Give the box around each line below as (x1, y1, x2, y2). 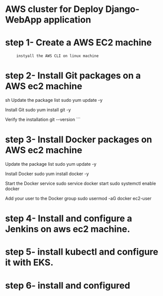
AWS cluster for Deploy (5, 3, 104, 15)
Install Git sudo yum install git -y (5, 107, 71, 113)
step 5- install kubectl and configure (5, 246, 159, 258)
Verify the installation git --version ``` (5, 116, 81, 123)
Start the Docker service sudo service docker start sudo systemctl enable (5, 181, 157, 186)
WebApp (5, 14, 42, 25)
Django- (105, 3, 140, 15)
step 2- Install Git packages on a (5, 70, 141, 81)
